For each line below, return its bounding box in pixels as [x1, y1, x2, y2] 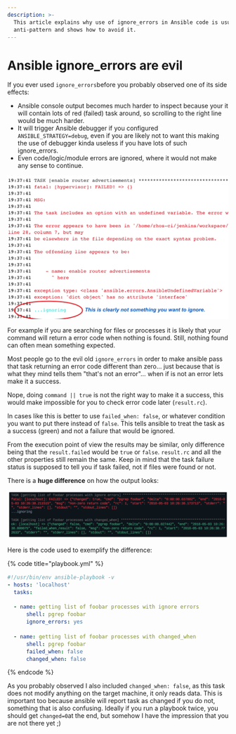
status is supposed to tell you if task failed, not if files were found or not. [7, 463, 216, 471]
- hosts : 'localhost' [7, 581, 71, 588]
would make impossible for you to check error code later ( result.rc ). [7, 398, 207, 406]
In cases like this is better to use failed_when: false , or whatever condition [7, 411, 225, 420]
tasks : [13, 588, 33, 595]
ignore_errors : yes [25, 619, 83, 626]
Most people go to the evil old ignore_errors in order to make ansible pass [7, 354, 223, 363]
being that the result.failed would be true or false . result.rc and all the [7, 447, 222, 456]
